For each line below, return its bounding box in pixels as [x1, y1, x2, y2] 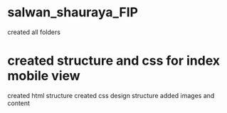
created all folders [7, 28, 60, 36]
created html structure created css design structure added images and [7, 91, 215, 99]
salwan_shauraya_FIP [7, 4, 139, 21]
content [7, 99, 31, 107]
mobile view [7, 68, 80, 84]
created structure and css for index [7, 53, 221, 69]
